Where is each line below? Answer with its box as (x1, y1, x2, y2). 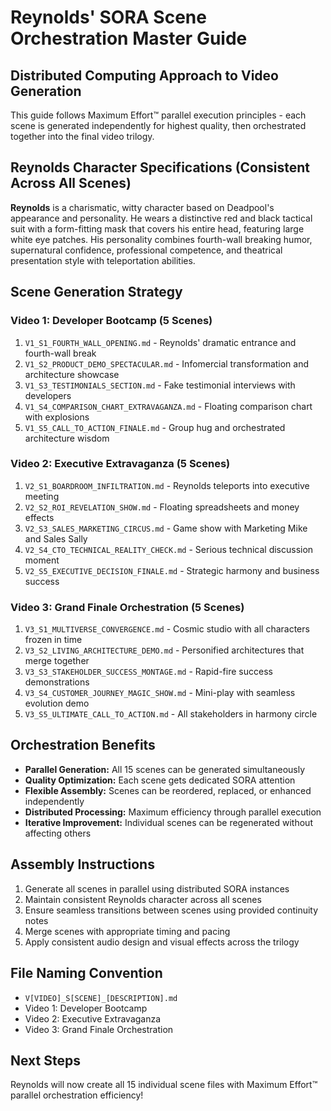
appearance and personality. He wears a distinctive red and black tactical (10, 212, 313, 224)
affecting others (24, 827, 92, 839)
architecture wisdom (24, 432, 110, 444)
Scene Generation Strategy (10, 284, 183, 301)
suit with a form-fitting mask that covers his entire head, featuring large (10, 222, 305, 235)
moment (24, 554, 60, 566)
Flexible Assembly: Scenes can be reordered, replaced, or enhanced (24, 784, 312, 796)
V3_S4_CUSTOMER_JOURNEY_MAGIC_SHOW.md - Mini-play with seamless (24, 687, 296, 699)
